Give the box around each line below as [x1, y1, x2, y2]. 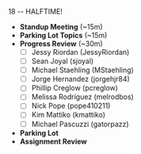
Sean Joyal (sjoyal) [31, 56, 94, 66]
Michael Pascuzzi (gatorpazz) [31, 119, 129, 129]
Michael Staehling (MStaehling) [31, 65, 135, 75]
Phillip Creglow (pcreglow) [31, 83, 119, 93]
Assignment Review [19, 137, 87, 146]
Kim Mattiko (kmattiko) [31, 110, 105, 120]
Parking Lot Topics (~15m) [19, 31, 108, 40]
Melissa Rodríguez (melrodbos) [31, 92, 135, 102]
